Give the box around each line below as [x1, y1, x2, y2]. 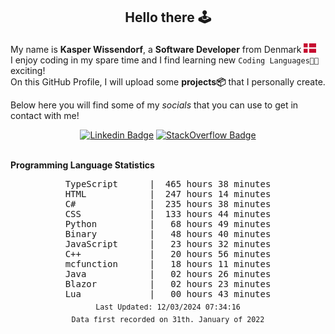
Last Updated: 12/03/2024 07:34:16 [95, 302, 241, 313]
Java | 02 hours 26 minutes [64, 269, 272, 280]
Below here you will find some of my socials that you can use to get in [10, 99, 299, 111]
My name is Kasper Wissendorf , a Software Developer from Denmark [10, 44, 302, 56]
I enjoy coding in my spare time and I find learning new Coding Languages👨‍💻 [10, 54, 320, 66]
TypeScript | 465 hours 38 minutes [64, 179, 272, 190]
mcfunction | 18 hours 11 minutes [64, 259, 272, 270]
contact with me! [10, 110, 80, 122]
